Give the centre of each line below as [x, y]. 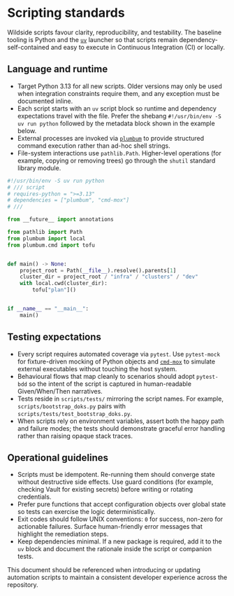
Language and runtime [58, 69]
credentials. [34, 497]
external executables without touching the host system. [97, 368]
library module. [39, 168]
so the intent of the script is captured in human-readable [110, 384]
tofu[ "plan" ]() [54, 290]
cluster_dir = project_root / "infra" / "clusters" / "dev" [109, 277]
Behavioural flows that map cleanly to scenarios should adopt [106, 376]
